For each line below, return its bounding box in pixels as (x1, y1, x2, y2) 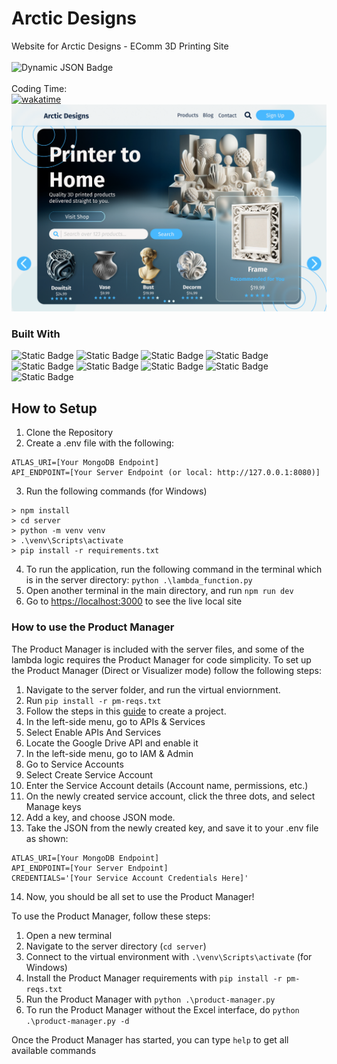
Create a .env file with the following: (25, 437, 175, 449)
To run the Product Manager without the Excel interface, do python (25, 1003, 300, 1016)
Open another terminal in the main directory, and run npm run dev (25, 585, 294, 597)
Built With (11, 327, 61, 341)
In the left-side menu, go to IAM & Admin (25, 747, 194, 759)
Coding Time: (11, 82, 68, 94)
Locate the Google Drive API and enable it (25, 737, 199, 749)
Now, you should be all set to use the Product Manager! (25, 890, 255, 902)
